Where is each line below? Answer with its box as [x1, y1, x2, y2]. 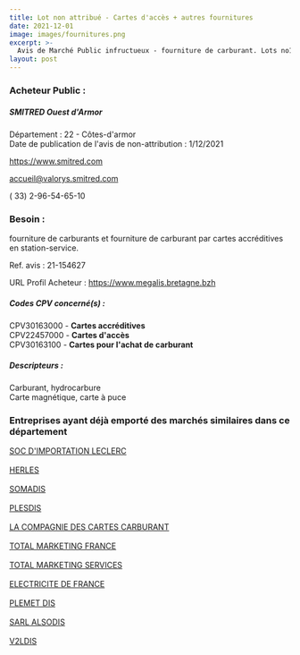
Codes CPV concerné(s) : [9, 297, 105, 309]
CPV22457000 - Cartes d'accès [9, 330, 129, 341]
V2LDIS [9, 636, 37, 647]
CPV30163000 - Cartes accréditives [9, 320, 146, 331]
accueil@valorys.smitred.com [9, 173, 119, 183]
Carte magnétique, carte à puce [9, 392, 127, 403]
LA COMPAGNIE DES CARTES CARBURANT [9, 522, 170, 532]
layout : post [9, 55, 58, 64]
